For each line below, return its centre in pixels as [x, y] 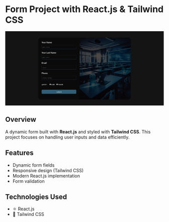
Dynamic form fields [33, 165]
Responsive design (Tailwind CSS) [48, 170]
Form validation [29, 181]
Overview [21, 120]
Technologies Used [36, 197]
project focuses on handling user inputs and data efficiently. [67, 137]
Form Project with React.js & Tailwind [84, 9]
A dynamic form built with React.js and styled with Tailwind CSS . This [78, 131]
